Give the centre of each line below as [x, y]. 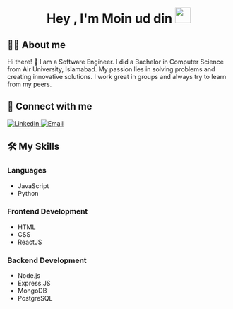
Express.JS [34, 284]
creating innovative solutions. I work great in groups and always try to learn [117, 77]
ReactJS [30, 242]
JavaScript [33, 186]
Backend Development [47, 260]
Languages [27, 170]
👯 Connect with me [50, 106]
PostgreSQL [35, 298]
